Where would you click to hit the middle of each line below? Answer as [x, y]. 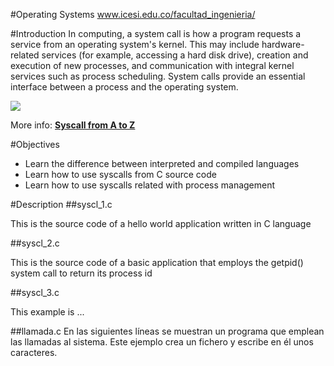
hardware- [283, 44]
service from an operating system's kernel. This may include [135, 44]
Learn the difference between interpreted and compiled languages [162, 163]
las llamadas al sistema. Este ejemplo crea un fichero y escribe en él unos [162, 342]
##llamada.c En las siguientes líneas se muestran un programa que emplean [167, 331]
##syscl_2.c [35, 243]
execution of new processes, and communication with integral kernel [152, 65]
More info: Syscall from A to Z [73, 125]
